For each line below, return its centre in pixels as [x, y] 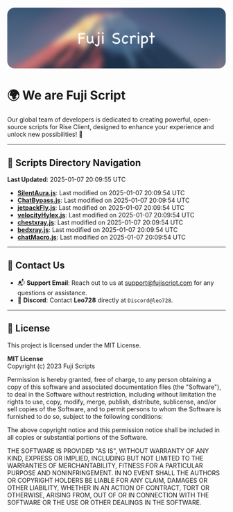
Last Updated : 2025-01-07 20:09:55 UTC [67, 180]
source [17, 127]
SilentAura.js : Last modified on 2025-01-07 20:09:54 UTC [101, 193]
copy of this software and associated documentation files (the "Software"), [114, 387]
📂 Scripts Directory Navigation [74, 163]
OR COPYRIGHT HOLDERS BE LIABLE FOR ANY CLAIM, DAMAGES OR [107, 480]
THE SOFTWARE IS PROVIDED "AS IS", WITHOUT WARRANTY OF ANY [108, 451]
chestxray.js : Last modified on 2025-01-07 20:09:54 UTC [100, 222]
